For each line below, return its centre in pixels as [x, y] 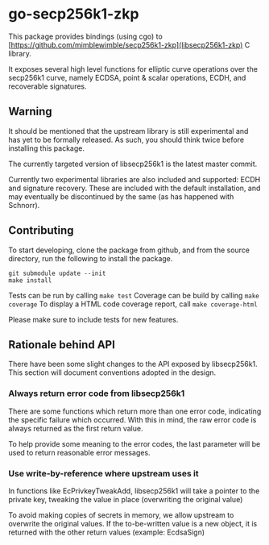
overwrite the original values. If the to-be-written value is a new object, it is [133, 523]
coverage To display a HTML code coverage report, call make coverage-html [133, 304]
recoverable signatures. [48, 86]
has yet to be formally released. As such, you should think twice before [126, 139]
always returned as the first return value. [76, 428]
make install [30, 280]
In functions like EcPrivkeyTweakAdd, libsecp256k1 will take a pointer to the [134, 491]
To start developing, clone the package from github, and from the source [129, 250]
